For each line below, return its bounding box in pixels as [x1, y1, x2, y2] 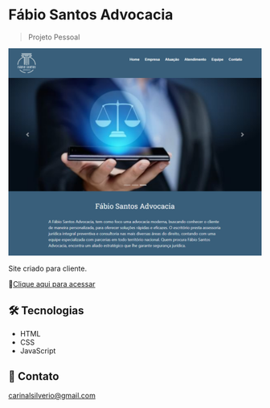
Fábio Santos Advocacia [8, 6, 174, 24]
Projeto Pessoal [27, 32, 80, 42]
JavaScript [19, 346, 56, 356]
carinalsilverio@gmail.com [8, 391, 96, 400]
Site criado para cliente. [8, 263, 87, 274]
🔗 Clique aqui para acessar [8, 279, 96, 289]
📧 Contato [8, 369, 59, 383]
